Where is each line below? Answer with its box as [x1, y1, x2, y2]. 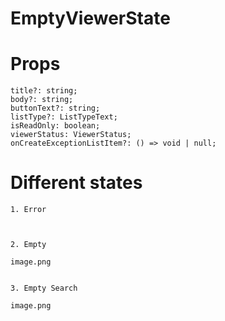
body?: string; [10, 95, 74, 105]
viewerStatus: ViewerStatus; [10, 130, 132, 140]
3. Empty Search [10, 283, 78, 294]
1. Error [10, 205, 47, 215]
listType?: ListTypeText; [10, 112, 118, 122]
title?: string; [10, 86, 78, 96]
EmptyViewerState [10, 7, 171, 30]
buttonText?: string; [10, 103, 101, 114]
